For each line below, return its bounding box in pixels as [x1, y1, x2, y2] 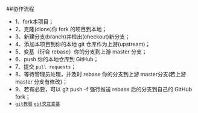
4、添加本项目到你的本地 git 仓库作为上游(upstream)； [14, 41, 151, 47]
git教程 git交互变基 [14, 101, 60, 107]
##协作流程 [6, 5, 34, 12]
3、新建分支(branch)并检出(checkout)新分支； [14, 33, 131, 40]
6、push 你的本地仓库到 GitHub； [14, 56, 99, 63]
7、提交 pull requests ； [14, 63, 77, 70]
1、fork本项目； [14, 18, 54, 25]
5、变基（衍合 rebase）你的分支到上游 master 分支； [14, 48, 147, 55]
